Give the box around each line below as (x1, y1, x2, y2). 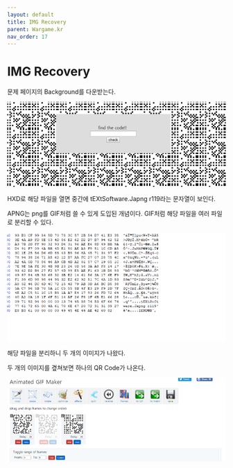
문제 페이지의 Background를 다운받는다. (7, 87, 116, 96)
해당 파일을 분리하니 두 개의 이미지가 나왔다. (7, 349, 126, 357)
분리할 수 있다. (14, 218, 54, 226)
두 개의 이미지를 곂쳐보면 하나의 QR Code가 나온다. (7, 364, 146, 372)
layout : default (7, 11, 54, 18)
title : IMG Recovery (7, 18, 67, 26)
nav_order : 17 (7, 33, 49, 40)
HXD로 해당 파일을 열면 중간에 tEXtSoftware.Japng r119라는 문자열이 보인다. (7, 194, 216, 202)
